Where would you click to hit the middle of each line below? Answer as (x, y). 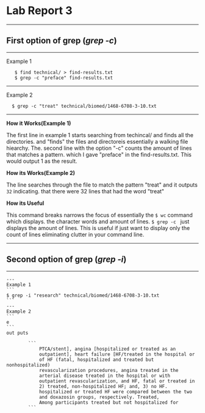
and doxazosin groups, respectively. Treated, (99, 397)
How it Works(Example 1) (39, 123)
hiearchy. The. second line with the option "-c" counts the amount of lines (99, 148)
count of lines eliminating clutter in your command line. (75, 234)
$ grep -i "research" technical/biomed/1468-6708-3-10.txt (83, 295)
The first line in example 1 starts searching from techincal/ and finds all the (100, 135)
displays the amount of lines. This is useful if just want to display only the (98, 228)
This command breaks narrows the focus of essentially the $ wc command (100, 215)
